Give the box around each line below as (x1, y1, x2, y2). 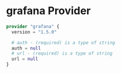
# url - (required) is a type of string (11, 51, 113, 57)
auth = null (11, 45, 42, 51)
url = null (11, 56, 39, 62)
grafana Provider (6, 4, 91, 18)
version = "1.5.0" (11, 29, 58, 35)
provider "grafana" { (6, 24, 60, 29)
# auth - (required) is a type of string (11, 39, 116, 45)
